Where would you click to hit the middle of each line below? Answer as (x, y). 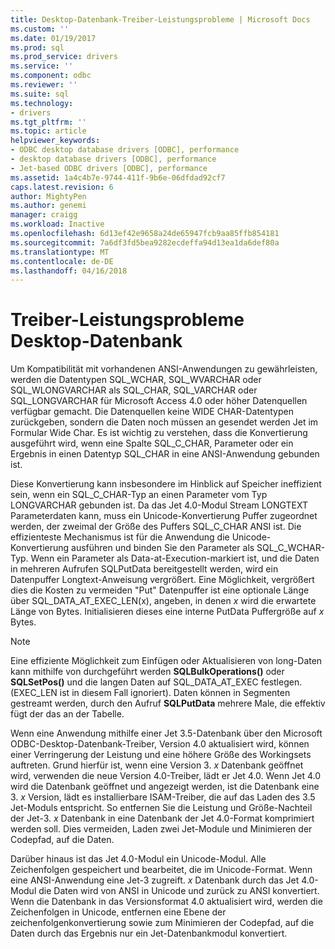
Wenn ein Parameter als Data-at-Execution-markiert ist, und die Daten (175, 558)
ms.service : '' (42, 66)
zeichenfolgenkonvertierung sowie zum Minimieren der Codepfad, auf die (162, 923)
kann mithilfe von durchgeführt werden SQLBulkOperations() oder (147, 672)
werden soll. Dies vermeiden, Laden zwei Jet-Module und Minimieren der (161, 829)
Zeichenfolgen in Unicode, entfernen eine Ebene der (118, 912)
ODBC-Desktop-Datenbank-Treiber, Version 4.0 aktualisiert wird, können (160, 744)
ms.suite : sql (40, 94)
